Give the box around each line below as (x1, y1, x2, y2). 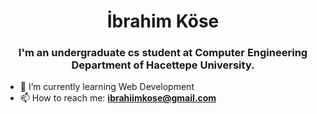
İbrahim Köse (106, 10, 220, 33)
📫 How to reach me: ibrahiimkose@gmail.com (19, 92, 217, 104)
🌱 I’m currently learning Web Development (19, 81, 195, 93)
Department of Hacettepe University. (71, 58, 255, 72)
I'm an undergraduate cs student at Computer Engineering (18, 46, 308, 60)
